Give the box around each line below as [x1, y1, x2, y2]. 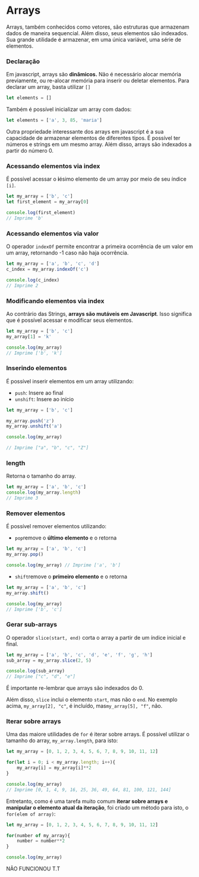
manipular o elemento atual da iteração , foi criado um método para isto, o [6, 804, 189, 811]
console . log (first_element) [6, 210, 76, 216]
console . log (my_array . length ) [6, 489, 81, 495]
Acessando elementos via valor [6, 229, 99, 237]
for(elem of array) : [6, 810, 56, 817]
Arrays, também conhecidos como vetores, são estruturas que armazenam [6, 23, 190, 30]
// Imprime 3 [6, 495, 39, 501]
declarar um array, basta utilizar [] [6, 83, 91, 91]
